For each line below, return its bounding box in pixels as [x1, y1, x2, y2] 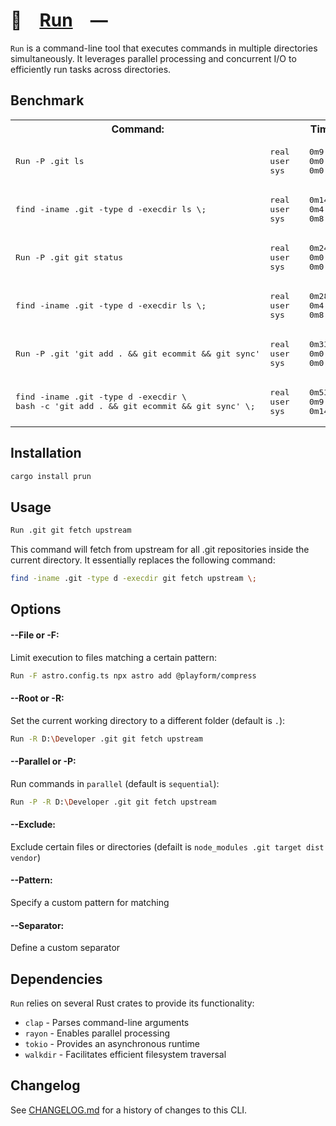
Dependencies [10, 970, 103, 988]
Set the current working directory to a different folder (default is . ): [10, 714, 286, 726]
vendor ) [10, 851, 42, 863]
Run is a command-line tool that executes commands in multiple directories [10, 42, 318, 54]
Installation [10, 445, 82, 462]
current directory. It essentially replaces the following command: [10, 554, 276, 566]
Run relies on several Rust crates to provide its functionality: [10, 997, 255, 1009]
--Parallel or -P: [10, 755, 77, 768]
